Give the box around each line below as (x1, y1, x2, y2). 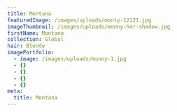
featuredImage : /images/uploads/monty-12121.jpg (7, 17, 152, 24)
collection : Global (7, 36, 64, 43)
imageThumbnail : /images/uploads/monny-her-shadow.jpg (7, 23, 171, 30)
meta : (7, 88, 23, 95)
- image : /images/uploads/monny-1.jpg (13, 56, 127, 63)
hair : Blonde (7, 42, 45, 49)
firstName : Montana (7, 29, 64, 37)
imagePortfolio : (7, 49, 55, 56)
